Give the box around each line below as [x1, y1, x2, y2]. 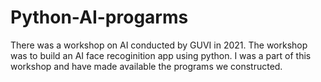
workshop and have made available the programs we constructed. [10, 60, 283, 72]
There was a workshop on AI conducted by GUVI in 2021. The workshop [10, 39, 308, 51]
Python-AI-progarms [10, 6, 189, 29]
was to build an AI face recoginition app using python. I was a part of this [10, 49, 312, 61]
